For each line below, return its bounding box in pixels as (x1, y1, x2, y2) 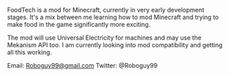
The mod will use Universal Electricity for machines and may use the (7, 34, 202, 42)
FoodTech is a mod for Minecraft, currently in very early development (7, 6, 205, 14)
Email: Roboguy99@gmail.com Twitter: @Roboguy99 (7, 62, 158, 69)
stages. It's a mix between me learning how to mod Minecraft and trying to (7, 13, 219, 21)
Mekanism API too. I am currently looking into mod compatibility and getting (7, 41, 223, 49)
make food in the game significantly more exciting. (7, 21, 150, 28)
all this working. (7, 48, 52, 56)
